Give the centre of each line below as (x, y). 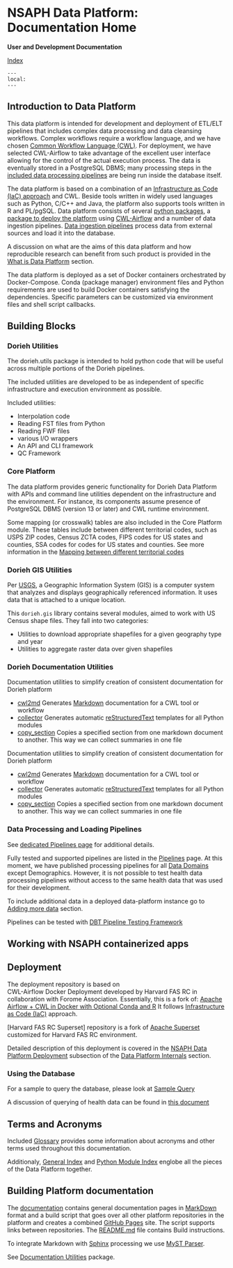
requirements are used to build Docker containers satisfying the (98, 290)
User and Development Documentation (65, 47)
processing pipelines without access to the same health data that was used (115, 880)
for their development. (39, 887)
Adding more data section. (45, 908)
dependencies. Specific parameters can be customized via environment (110, 296)
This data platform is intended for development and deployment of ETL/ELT (115, 123)
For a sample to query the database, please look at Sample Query (101, 1089)
